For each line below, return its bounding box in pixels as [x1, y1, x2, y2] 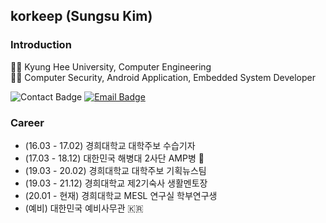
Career [10, 115, 45, 129]
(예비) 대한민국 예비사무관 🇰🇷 [24, 202, 144, 214]
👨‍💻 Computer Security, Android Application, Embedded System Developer [10, 71, 316, 83]
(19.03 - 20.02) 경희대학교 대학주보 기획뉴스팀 [24, 164, 207, 176]
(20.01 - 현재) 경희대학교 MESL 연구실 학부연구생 [24, 189, 218, 201]
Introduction [10, 38, 72, 52]
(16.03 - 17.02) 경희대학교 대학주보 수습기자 [24, 139, 196, 151]
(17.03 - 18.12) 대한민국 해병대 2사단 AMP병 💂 [24, 152, 205, 164]
